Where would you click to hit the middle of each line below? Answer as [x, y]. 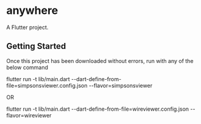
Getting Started [36, 46]
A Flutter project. [27, 27]
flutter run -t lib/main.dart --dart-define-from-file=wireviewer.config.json [98, 109]
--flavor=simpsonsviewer [121, 85]
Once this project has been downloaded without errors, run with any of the [100, 60]
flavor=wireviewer [29, 115]
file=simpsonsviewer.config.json [47, 85]
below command [27, 67]
